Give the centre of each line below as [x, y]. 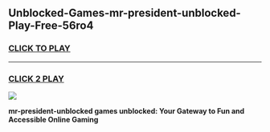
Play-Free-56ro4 [51, 26]
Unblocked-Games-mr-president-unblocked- [125, 13]
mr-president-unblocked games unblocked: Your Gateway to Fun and [127, 110]
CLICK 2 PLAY [36, 78]
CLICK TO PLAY [39, 49]
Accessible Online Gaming [53, 119]
